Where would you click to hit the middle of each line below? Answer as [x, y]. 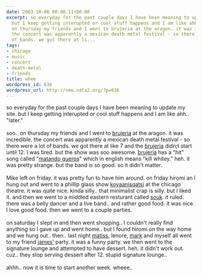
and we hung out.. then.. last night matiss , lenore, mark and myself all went [99, 235]
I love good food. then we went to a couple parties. [69, 210]
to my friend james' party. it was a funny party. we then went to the [89, 242]
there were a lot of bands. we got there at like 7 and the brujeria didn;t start [99, 146]
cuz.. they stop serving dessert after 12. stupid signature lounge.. [87, 254]
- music [16, 57]
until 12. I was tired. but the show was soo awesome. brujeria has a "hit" [95, 152]
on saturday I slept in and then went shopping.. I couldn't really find [90, 222]
